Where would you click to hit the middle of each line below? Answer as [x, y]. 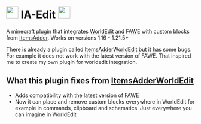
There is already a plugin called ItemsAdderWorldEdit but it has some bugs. [99, 49]
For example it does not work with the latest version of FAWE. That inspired [99, 55]
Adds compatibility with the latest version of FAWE [77, 95]
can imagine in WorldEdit [45, 114]
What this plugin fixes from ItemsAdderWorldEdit [100, 81]
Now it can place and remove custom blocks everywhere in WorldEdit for [105, 101]
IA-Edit [38, 15]
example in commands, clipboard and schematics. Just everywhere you [103, 108]
